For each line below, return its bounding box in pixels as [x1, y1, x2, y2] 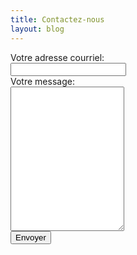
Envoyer [15, 232, 47, 243]
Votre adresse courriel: [10, 51, 105, 63]
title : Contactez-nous [10, 14, 105, 25]
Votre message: [10, 75, 75, 87]
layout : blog [10, 24, 65, 34]
